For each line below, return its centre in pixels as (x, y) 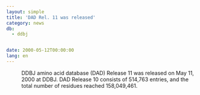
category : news (25, 23)
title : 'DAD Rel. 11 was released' (51, 17)
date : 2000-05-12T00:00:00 (40, 51)
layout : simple (25, 12)
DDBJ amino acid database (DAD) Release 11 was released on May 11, (108, 73)
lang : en (17, 56)
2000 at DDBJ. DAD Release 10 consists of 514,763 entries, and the (105, 79)
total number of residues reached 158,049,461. (79, 85)
